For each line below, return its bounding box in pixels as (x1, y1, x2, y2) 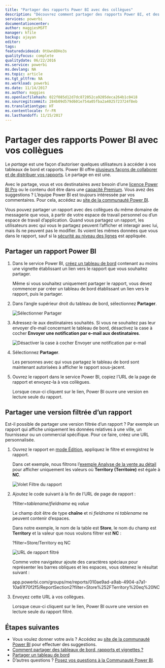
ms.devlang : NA (5, 67, 36, 72)
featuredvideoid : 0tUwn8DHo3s (5, 48, 67, 53)
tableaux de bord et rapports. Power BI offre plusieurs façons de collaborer (5, 166, 158, 172)
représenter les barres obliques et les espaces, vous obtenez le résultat (12, 564, 158, 570)
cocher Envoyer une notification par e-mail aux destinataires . (12, 330, 140, 336)
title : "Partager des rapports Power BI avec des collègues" (5, 7, 133, 12)
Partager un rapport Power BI (5, 247, 97, 256)
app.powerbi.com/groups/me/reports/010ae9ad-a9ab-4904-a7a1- (12, 579, 147, 585)
